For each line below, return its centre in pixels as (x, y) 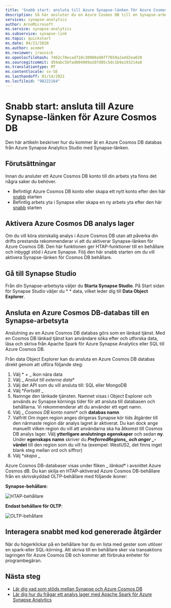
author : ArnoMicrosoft (29, 24)
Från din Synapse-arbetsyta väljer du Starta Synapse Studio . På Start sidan (85, 286)
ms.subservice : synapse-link (36, 34)
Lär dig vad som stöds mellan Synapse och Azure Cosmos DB (77, 589)
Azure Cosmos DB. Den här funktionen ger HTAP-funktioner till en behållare (85, 247)
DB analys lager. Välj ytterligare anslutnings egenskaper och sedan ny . (88, 434)
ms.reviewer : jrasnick (29, 53)
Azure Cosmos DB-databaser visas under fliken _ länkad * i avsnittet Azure (83, 465)
